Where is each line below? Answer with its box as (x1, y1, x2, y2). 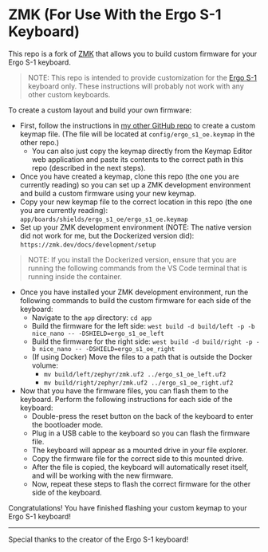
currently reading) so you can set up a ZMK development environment (19, 179, 251, 189)
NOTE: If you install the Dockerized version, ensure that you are (27, 254, 237, 264)
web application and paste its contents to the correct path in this (31, 154, 244, 164)
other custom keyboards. (27, 89, 111, 99)
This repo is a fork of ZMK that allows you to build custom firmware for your (8, 49, 258, 58)
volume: (31, 361, 58, 370)
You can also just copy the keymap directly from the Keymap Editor (31, 146, 253, 156)
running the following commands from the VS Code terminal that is (27, 263, 247, 273)
